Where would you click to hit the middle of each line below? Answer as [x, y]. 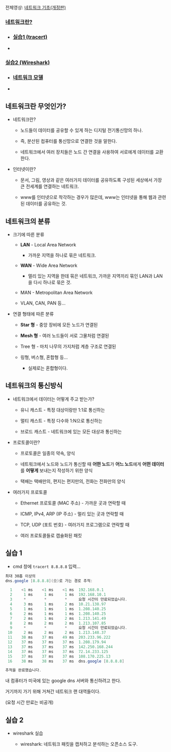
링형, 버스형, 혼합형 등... [44, 357]
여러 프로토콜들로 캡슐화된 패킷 [51, 535]
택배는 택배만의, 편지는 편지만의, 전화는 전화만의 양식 [73, 481]
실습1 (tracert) [30, 37]
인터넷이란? [24, 169]
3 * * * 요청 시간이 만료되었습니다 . [69, 599]
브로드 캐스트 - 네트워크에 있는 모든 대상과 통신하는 [71, 431]
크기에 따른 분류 [28, 235]
